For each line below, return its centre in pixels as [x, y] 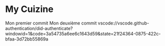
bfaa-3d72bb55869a [27, 39]
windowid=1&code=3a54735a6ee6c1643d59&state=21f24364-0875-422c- [83, 33]
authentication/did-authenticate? [39, 28]
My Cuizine [29, 9]
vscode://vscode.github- [123, 23]
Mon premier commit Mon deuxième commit [51, 23]
